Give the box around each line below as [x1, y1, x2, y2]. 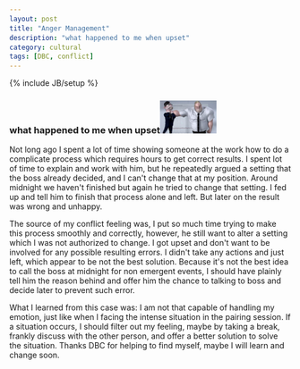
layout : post [9, 14, 58, 23]
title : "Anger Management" [9, 23, 110, 33]
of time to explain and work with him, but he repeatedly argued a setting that [9, 163, 291, 173]
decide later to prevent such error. [9, 284, 136, 295]
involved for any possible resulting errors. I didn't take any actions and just [9, 247, 285, 257]
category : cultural [9, 43, 82, 52]
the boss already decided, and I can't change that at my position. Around [9, 172, 279, 183]
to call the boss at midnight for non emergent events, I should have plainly [9, 265, 282, 276]
